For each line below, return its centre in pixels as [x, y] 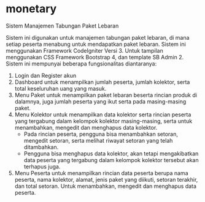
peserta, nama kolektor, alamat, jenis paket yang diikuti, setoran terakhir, [106, 179]
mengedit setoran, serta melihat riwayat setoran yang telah [98, 140]
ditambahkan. [41, 147]
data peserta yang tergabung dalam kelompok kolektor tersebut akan [111, 160]
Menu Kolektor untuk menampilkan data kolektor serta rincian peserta [103, 114]
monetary [31, 9]
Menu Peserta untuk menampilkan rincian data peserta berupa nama [101, 173]
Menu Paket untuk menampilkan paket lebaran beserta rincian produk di [106, 95]
